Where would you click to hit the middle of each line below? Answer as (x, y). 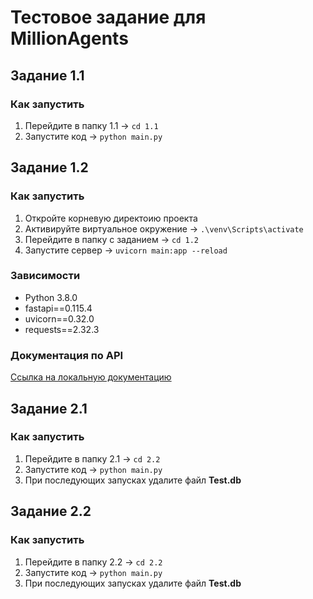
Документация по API (67, 355)
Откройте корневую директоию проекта (111, 218)
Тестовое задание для (108, 17)
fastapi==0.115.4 (58, 308)
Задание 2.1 (49, 408)
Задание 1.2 (49, 167)
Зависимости (45, 276)
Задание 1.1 (47, 75)
